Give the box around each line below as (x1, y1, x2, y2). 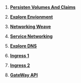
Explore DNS (9, 43, 37, 49)
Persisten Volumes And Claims (9, 4, 76, 10)
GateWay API (9, 72, 38, 78)
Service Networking (9, 33, 53, 39)
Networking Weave (9, 23, 51, 29)
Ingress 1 (9, 52, 29, 58)
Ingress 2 (9, 62, 30, 68)
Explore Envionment (9, 14, 53, 19)
